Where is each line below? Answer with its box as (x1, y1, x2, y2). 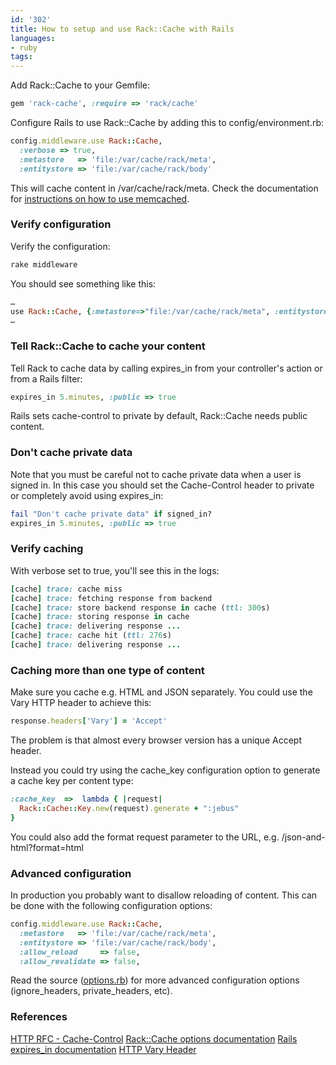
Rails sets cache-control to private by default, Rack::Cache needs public (10, 410, 308, 422)
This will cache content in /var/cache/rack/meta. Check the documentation (10, 182, 319, 194)
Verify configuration (10, 217, 112, 231)
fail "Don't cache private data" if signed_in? (10, 509, 213, 519)
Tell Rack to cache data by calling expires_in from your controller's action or (10, 362, 323, 374)
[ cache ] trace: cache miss (10, 584, 123, 594)
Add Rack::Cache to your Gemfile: (10, 79, 151, 91)
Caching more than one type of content (10, 663, 205, 677)
